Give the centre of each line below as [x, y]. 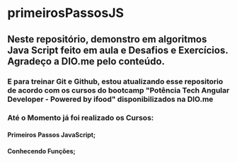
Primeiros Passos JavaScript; [52, 135]
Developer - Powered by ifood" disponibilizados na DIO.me [110, 99]
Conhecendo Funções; [41, 151]
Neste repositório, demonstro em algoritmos [107, 39]
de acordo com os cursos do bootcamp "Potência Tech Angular [118, 90]
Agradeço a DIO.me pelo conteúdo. [86, 61]
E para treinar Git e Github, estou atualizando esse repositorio [115, 81]
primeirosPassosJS [66, 13]
